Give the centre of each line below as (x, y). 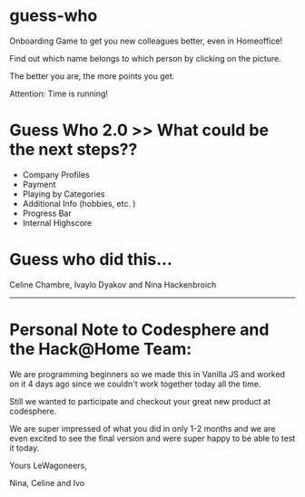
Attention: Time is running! (59, 93)
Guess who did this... (91, 260)
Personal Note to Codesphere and (139, 330)
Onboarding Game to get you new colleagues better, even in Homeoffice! (146, 41)
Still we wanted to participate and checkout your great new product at (140, 401)
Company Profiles (56, 174)
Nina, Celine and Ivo (47, 482)
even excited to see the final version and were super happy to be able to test (152, 438)
